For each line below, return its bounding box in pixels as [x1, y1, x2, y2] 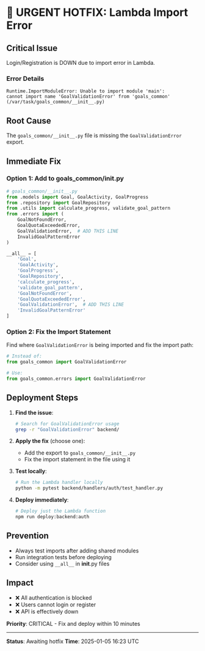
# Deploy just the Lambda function [15, 508, 106, 515]
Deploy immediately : [15, 496, 69, 504]
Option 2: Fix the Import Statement [6, 327, 111, 336]
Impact [6, 578, 34, 588]
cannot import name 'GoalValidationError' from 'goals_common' [6, 94, 171, 100]
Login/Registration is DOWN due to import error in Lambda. [6, 59, 156, 66]
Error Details [6, 74, 45, 83]
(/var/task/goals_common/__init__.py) [6, 99, 105, 105]
